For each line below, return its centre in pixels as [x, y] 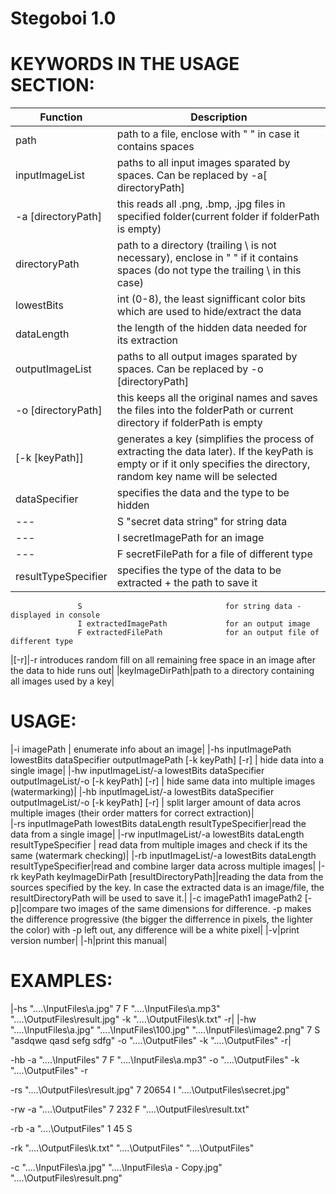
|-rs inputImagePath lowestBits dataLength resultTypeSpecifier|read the [158, 824]
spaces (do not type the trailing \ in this [209, 270]
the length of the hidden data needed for [212, 328]
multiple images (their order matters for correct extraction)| [132, 813]
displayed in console [55, 615]
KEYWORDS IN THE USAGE [125, 64]
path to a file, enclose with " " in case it [208, 134]
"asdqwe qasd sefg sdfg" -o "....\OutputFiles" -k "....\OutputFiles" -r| [151, 1040]
